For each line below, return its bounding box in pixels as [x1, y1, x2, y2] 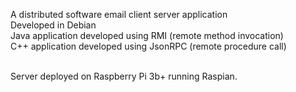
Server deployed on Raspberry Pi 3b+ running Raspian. [10, 70, 238, 82]
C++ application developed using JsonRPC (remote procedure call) [10, 40, 287, 52]
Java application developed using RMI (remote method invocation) [10, 30, 284, 41]
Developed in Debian [10, 19, 97, 31]
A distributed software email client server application [10, 9, 228, 20]
